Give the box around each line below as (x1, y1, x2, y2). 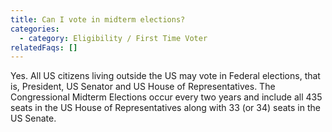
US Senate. (10, 112, 57, 125)
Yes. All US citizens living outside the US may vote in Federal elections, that (10, 70, 321, 82)
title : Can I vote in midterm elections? (10, 14, 186, 25)
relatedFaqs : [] (10, 42, 78, 53)
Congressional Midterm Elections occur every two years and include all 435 (10, 91, 323, 103)
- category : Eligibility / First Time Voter (19, 33, 208, 43)
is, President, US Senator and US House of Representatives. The (10, 81, 276, 93)
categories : (10, 24, 60, 34)
